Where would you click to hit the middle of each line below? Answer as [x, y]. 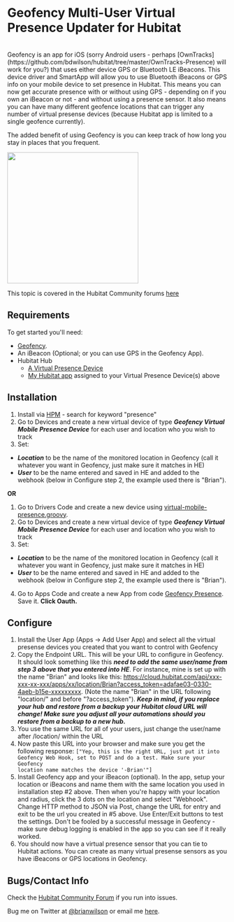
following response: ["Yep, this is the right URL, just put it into [118, 751]
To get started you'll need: [45, 332]
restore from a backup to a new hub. [71, 721]
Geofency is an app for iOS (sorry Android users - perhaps [92, 55]
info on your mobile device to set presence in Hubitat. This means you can [114, 84]
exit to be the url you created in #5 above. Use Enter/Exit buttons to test [120, 814]
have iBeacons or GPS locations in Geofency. [82, 859]
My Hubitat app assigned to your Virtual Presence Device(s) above [124, 375]
